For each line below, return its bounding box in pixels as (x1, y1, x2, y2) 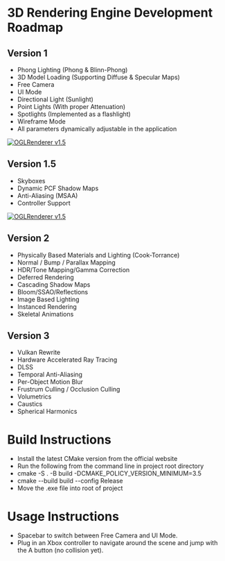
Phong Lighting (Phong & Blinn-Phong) (17, 66, 128, 74)
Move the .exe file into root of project (17, 484, 123, 492)
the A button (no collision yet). (17, 546, 104, 555)
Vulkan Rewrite (17, 349, 61, 357)
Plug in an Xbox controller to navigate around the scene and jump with (17, 539, 218, 547)
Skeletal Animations (17, 310, 74, 318)
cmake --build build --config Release (17, 477, 123, 485)
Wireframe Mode (17, 117, 66, 126)
